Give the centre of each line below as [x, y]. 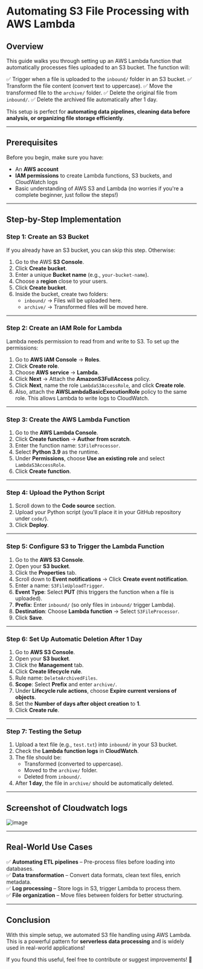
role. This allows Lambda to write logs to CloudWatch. [82, 398]
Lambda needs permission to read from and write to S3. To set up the [93, 341]
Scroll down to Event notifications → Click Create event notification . [101, 579]
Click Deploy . [32, 525]
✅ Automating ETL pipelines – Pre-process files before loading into [91, 862]
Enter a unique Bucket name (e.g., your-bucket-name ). [82, 274]
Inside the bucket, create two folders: [62, 294]
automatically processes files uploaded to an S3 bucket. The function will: [98, 67]
